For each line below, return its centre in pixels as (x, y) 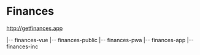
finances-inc (22, 46)
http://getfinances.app (35, 28)
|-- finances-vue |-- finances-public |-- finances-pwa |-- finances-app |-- (100, 40)
